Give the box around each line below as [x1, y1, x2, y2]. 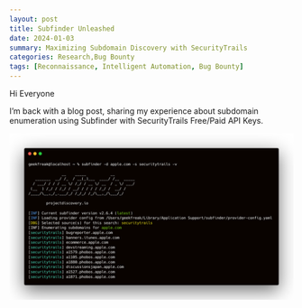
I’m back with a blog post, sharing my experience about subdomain [9, 106, 259, 117]
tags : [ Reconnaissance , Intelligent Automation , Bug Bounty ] [9, 62, 244, 71]
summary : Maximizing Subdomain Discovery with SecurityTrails [9, 43, 248, 52]
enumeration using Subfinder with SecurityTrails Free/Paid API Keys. [9, 116, 264, 126]
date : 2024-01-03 [9, 33, 75, 42]
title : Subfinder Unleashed [9, 23, 115, 33]
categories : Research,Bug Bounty [9, 52, 135, 62]
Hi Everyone [9, 89, 55, 98]
